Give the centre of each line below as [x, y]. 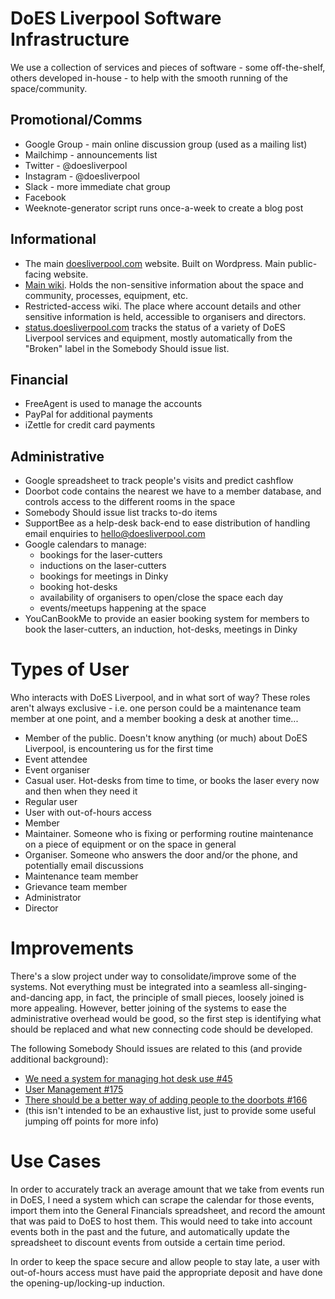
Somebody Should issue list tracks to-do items [121, 513]
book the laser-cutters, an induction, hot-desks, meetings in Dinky [161, 629]
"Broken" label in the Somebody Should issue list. [127, 348]
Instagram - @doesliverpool [82, 176]
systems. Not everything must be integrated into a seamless [134, 987]
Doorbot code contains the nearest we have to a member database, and [173, 491]
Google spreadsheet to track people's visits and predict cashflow [159, 481]
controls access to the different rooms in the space [130, 502]
